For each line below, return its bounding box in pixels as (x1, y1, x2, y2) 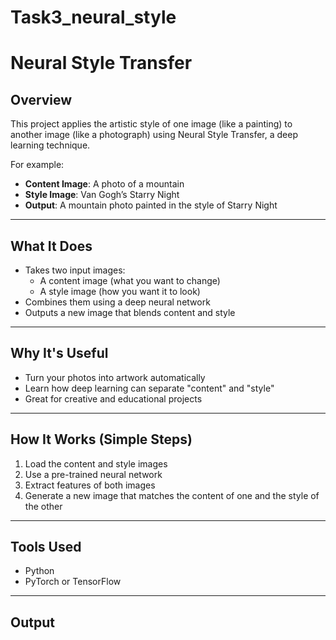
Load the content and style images (24, 457, 168, 470)
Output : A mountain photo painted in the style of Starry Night (24, 199, 278, 211)
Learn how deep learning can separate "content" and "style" (24, 382, 275, 394)
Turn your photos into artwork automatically (24, 371, 206, 383)
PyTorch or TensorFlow (24, 576, 122, 588)
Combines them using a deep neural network (24, 296, 211, 308)
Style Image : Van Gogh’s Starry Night (24, 189, 180, 201)
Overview (10, 91, 73, 108)
